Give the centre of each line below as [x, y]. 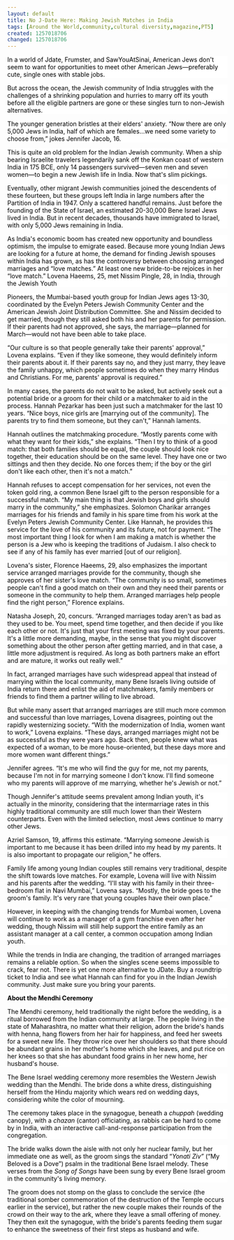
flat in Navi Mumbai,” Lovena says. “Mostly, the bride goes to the [128, 891]
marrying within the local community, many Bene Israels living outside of [112, 682]
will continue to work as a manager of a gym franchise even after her [107, 919]
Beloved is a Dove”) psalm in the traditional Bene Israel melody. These [108, 1164]
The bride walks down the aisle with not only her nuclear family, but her [110, 1149]
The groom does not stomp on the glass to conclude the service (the [106, 1192]
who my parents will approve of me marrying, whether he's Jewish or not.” [115, 783]
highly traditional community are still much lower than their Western [104, 811]
